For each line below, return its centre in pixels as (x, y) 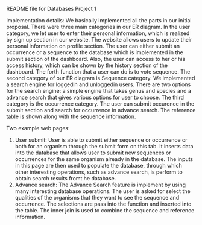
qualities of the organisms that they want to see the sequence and (97, 198)
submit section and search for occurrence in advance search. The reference (101, 110)
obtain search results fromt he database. (65, 178)
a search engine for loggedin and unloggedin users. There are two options (99, 84)
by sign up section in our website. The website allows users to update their (99, 40)
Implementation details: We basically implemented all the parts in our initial (99, 20)
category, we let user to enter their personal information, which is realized (98, 33)
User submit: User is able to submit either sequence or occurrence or (101, 140)
